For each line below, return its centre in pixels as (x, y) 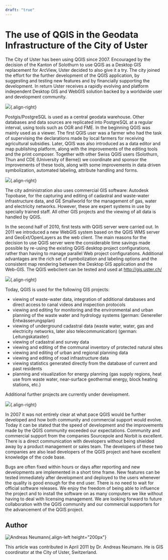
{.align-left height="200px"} (77, 537)
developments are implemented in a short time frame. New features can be (83, 472)
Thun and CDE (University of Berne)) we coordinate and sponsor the (76, 159)
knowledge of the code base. (36, 457)
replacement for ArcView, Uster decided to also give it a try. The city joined (83, 70)
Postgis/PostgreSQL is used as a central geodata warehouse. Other (75, 117)
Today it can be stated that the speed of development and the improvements (84, 425)
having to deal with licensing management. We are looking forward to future (83, 499)
